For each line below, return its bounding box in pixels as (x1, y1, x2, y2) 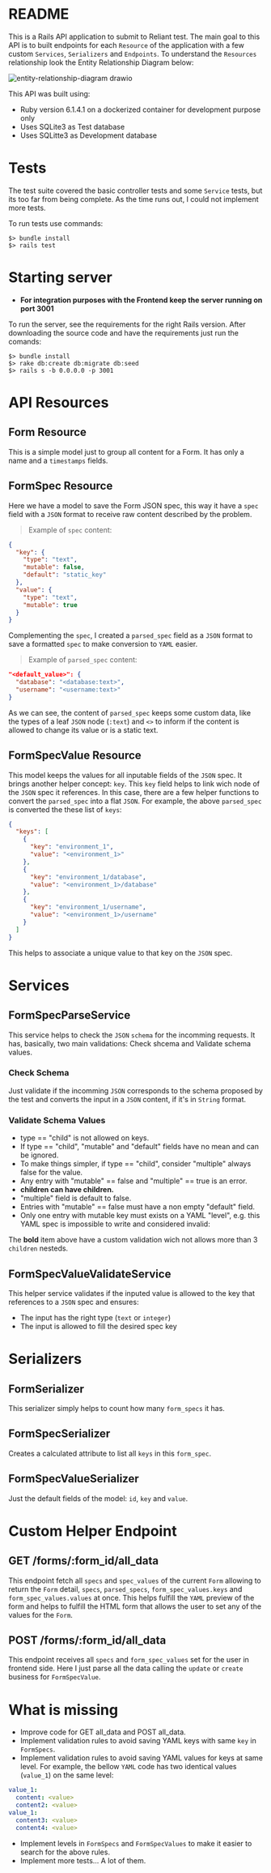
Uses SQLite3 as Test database (19, 122, 125, 131)
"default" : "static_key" (23, 571, 107, 579)
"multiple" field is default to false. (19, 1193, 132, 1204)
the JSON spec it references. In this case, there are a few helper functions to (8, 787, 260, 797)
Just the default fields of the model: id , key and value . (8, 1493, 188, 1503)
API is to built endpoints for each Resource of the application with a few (8, 40, 244, 49)
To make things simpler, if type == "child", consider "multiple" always (19, 1159, 252, 1169)
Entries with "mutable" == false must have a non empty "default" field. (19, 1202, 256, 1212)
